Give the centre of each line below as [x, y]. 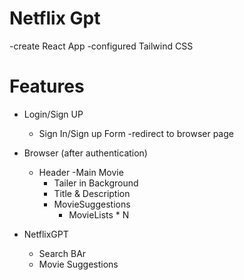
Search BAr [62, 253]
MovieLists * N [99, 214]
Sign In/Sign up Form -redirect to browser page [136, 133]
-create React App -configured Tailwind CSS [101, 46]
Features [47, 86]
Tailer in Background [96, 183]
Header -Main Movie [81, 172]
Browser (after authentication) [85, 153]
